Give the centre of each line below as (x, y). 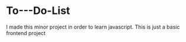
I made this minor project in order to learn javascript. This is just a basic (93, 27)
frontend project (26, 33)
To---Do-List (38, 11)
